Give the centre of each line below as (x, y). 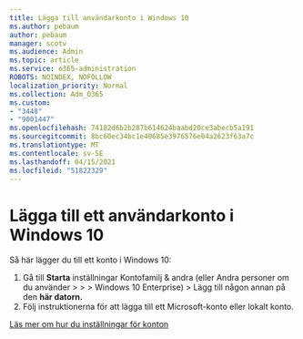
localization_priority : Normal (69, 86)
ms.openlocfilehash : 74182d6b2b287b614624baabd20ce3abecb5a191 (132, 128)
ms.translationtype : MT (55, 145)
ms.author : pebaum (44, 26)
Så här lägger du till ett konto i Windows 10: (91, 260)
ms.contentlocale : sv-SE (56, 153)
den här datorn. (53, 297)
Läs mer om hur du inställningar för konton (89, 324)
